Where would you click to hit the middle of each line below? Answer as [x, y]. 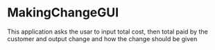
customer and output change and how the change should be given [102, 38]
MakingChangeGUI [63, 13]
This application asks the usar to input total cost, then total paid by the [108, 32]
